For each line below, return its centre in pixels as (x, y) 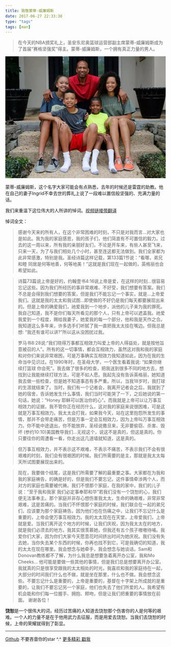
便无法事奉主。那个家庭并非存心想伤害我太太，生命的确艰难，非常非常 (91, 498)
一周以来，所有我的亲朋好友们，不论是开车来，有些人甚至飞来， (98, 245)
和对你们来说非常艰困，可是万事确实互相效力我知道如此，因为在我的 (89, 356)
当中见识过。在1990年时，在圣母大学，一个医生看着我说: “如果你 (90, 362)
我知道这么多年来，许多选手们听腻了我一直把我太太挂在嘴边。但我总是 (91, 326)
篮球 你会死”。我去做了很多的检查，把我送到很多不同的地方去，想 (95, 369)
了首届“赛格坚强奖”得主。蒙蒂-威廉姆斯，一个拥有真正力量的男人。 (88, 49)
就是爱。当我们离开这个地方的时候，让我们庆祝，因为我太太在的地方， (91, 524)
